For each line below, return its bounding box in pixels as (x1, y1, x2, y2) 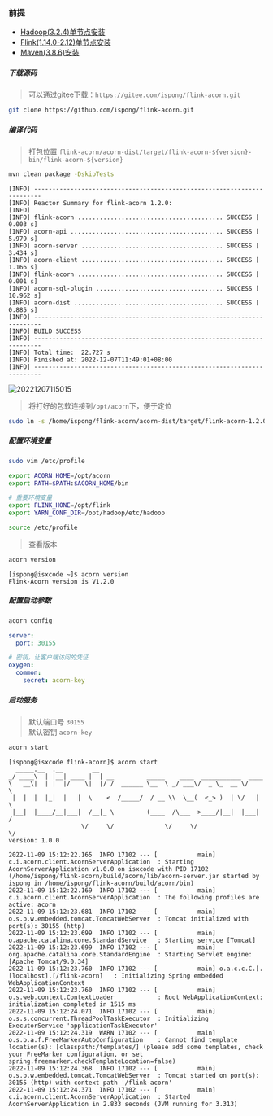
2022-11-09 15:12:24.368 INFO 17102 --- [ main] (8, 1064, 217, 1072)
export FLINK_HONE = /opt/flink (8, 501, 111, 510)
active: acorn (8, 900, 57, 908)
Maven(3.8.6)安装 (19, 47, 80, 58)
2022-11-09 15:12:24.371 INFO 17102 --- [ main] (8, 1085, 217, 1094)
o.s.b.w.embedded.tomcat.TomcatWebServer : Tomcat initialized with (8, 914, 249, 923)
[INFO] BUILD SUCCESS (8, 327, 82, 335)
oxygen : (8, 661, 35, 669)
